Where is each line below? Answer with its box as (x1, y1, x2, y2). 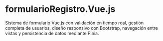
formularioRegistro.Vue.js (5, 3, 116, 15)
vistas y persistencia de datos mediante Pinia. (5, 30, 99, 36)
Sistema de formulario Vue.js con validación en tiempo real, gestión (5, 20, 144, 26)
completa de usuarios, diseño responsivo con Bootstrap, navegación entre (5, 25, 158, 31)
